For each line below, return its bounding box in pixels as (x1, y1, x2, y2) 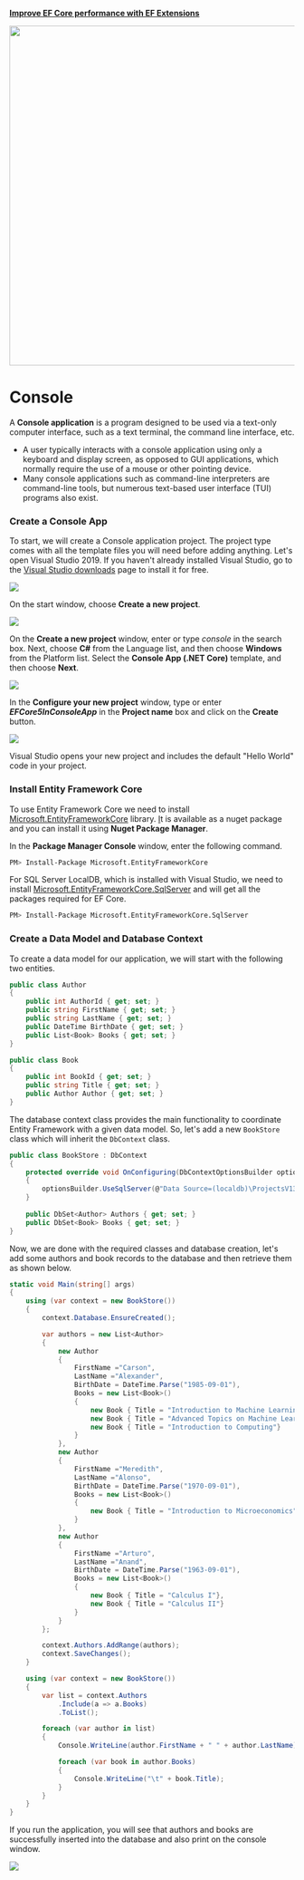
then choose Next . (9, 662, 80, 673)
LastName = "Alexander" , (73, 1372, 165, 1381)
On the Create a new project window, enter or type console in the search (9, 633, 282, 644)
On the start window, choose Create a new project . (9, 599, 201, 610)
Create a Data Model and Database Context (9, 932, 204, 945)
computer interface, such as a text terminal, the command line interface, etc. (9, 426, 295, 438)
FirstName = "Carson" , (73, 1364, 156, 1373)
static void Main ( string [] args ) (9, 1279, 136, 1289)
